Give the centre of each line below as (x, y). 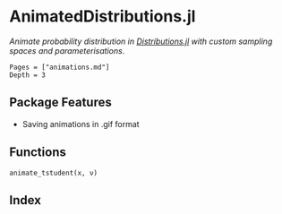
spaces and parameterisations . (67, 50)
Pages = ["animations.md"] (60, 67)
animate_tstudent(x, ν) (54, 173)
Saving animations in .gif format (81, 124)
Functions (38, 153)
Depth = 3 (28, 75)
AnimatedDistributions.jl (103, 17)
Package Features (60, 103)
